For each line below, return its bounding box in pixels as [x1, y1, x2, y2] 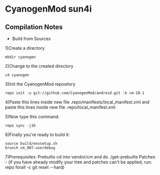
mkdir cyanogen [5, 55, 36, 59]
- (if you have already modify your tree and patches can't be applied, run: [5, 159, 152, 165]
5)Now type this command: [5, 114, 60, 119]
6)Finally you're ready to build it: [5, 132, 70, 137]
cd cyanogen [5, 73, 29, 78]
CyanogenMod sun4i [5, 3, 92, 15]
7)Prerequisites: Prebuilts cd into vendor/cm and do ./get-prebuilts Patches [5, 154, 156, 159]
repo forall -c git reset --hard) [5, 164, 65, 170]
